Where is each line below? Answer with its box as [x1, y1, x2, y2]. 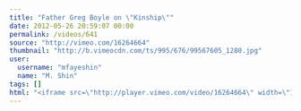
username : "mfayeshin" [17, 64, 102, 73]
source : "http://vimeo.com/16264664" [9, 38, 150, 47]
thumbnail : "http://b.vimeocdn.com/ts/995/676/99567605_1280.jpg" [9, 47, 262, 55]
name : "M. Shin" [17, 72, 78, 81]
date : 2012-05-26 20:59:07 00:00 [9, 21, 134, 30]
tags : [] [9, 80, 42, 89]
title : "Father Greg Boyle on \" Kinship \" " [9, 13, 175, 22]
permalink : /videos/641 [9, 30, 99, 38]
